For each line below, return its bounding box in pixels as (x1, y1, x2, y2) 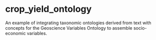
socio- (133, 25, 147, 31)
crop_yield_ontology (5, 3, 92, 15)
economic (5, 30, 26, 36)
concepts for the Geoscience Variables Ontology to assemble (5, 25, 132, 31)
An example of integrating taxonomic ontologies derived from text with (5, 20, 152, 26)
